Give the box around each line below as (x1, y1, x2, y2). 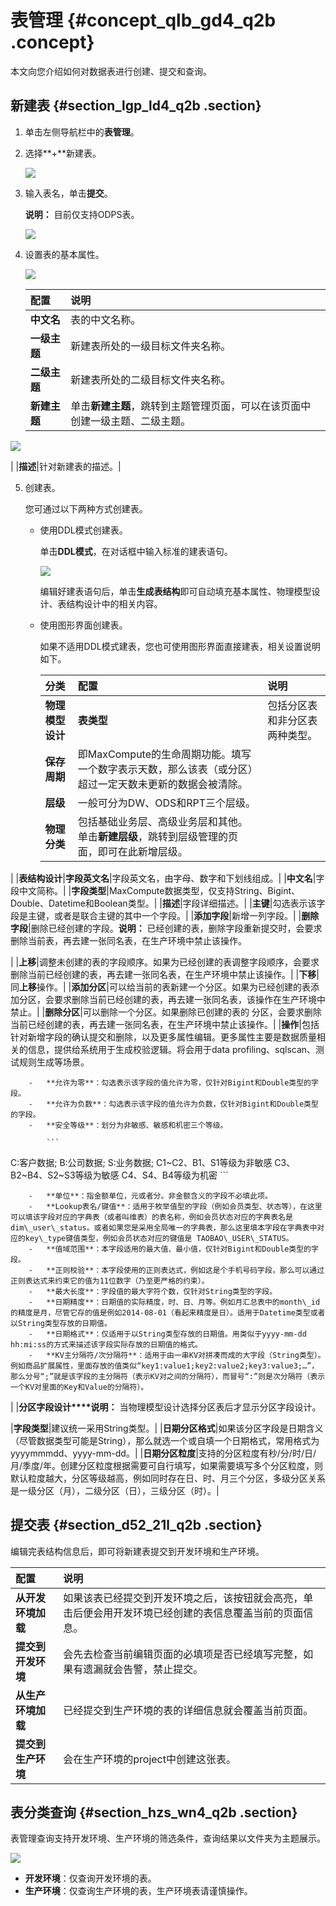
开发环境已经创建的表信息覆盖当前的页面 (113, 1606, 304, 1620)
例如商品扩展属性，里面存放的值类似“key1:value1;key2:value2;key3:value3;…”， (10, 1361, 320, 1371)
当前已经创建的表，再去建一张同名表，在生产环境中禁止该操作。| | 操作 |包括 (10, 1018, 320, 1030)
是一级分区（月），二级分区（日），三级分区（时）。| (10, 1484, 220, 1496)
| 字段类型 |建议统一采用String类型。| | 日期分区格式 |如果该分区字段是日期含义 (10, 1422, 324, 1434)
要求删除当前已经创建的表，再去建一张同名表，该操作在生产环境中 (53, 993, 326, 1005)
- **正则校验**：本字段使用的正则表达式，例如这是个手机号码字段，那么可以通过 (28, 1265, 325, 1275)
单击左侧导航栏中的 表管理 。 (24, 126, 140, 138)
